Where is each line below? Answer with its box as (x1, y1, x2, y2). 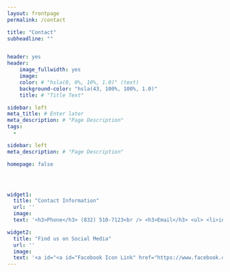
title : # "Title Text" (19, 92, 84, 99)
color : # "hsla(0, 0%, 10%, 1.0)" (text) (19, 79, 139, 86)
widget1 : (7, 191, 32, 198)
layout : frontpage (7, 10, 60, 17)
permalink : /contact (7, 16, 66, 23)
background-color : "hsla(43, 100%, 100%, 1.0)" (19, 85, 157, 92)
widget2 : (7, 229, 32, 236)
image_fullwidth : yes (19, 66, 81, 73)
